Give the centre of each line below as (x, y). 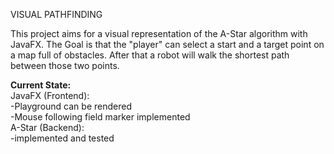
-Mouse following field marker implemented (100, 117)
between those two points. (65, 65)
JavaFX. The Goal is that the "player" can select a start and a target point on (167, 44)
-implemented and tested (62, 138)
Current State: (41, 85)
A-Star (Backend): (47, 127)
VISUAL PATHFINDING (56, 14)
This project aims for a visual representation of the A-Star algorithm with (159, 33)
